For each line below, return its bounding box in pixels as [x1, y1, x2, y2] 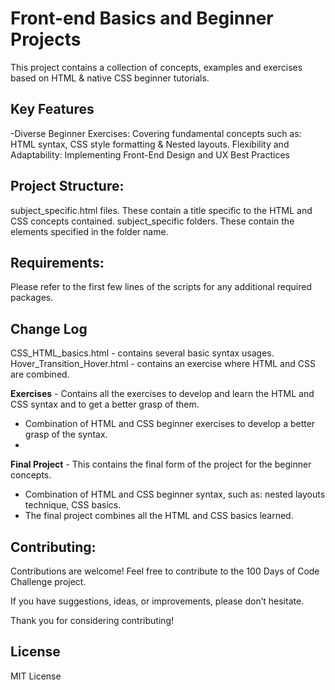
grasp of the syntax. [24, 428, 108, 441]
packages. [10, 292, 54, 304]
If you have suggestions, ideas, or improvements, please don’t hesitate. [10, 595, 305, 607]
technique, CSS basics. [24, 499, 122, 511]
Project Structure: [10, 178, 125, 195]
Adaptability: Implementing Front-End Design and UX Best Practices [10, 148, 290, 161]
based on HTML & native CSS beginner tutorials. [10, 72, 210, 84]
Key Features [10, 101, 95, 118]
